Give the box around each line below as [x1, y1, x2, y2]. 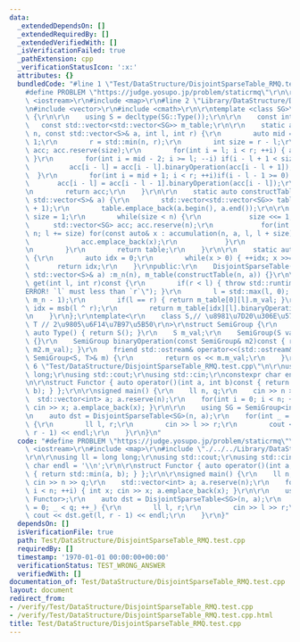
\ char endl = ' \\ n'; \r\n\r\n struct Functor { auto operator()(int [25, 462, 281, 471]
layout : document [9, 586, 74, 595]
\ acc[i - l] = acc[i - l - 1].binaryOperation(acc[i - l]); [25, 179, 281, 188]
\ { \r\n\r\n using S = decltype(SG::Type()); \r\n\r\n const [25, 113, 278, 121]
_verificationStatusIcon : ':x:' [17, 63, 138, 72]
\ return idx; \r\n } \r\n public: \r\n [25, 263, 198, 271]
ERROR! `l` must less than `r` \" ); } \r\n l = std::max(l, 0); [25, 287, 290, 296]
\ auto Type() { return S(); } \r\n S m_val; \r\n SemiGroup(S [25, 329, 281, 338]
